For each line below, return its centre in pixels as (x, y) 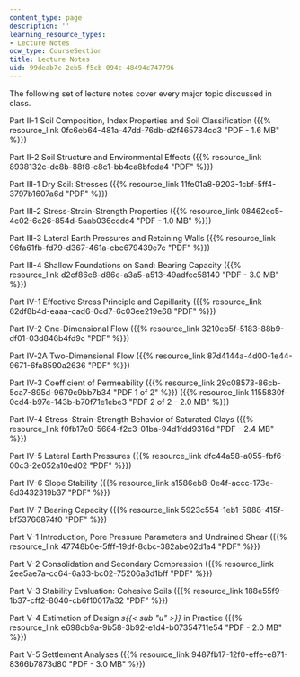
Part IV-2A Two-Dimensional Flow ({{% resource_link (107, 356)
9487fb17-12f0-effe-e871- (240, 654)
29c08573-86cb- (249, 383)
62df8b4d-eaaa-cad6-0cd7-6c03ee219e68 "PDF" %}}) (113, 311)
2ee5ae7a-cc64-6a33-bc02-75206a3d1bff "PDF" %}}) (111, 573)
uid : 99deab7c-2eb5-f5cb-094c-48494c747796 (92, 68)
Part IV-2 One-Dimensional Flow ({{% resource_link (105, 329)
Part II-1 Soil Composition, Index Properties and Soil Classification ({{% (141, 120)
